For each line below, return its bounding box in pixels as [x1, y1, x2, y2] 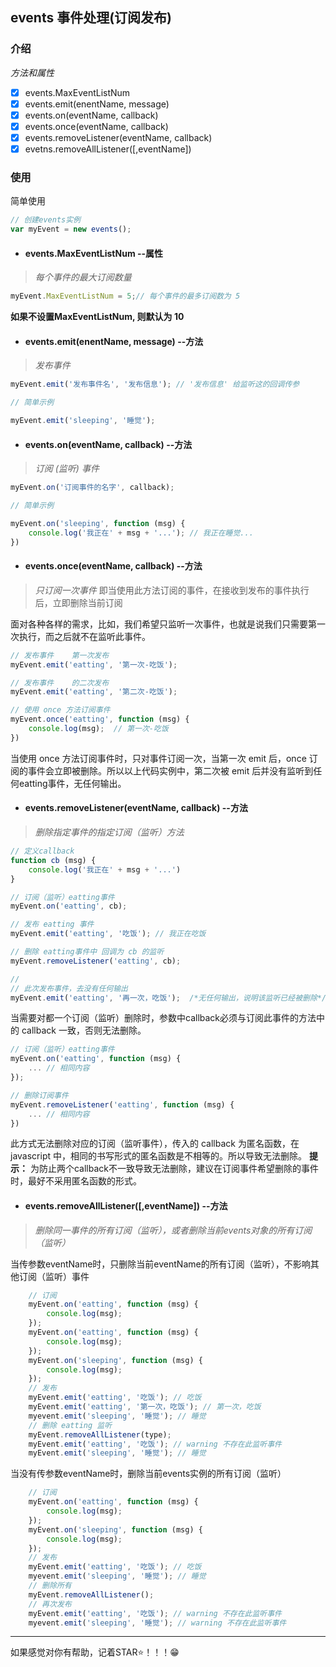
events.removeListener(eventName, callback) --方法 [24, 802, 248, 814]
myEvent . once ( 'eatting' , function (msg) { [10, 714, 190, 725]
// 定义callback [10, 846, 75, 856]
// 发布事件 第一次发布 [10, 650, 110, 660]
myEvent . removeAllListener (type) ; [28, 1429, 172, 1440]
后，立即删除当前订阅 [34, 596, 123, 608]
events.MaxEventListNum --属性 [24, 247, 164, 259]
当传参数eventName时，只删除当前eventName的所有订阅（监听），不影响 [10, 1258, 311, 1270]
